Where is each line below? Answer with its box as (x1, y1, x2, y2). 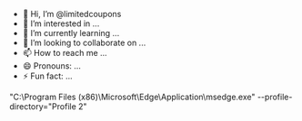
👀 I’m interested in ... (22, 18, 100, 29)
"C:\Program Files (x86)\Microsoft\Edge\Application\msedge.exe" (9, 91, 256, 102)
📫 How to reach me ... (22, 48, 107, 58)
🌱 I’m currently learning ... (22, 28, 120, 38)
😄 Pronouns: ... (22, 60, 82, 71)
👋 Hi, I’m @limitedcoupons (22, 9, 122, 19)
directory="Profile (9, 101, 77, 112)
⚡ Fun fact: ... (22, 70, 73, 81)
